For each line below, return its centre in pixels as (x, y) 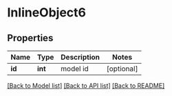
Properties (30, 38)
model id (75, 69)
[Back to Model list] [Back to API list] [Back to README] (86, 86)
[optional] (122, 69)
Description (80, 57)
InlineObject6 (46, 13)
